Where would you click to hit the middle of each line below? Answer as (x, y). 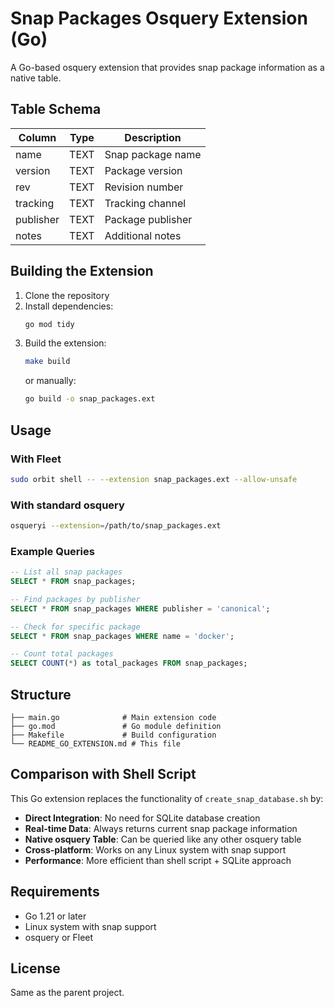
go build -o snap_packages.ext (90, 399)
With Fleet (36, 459)
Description (153, 137)
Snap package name (153, 154)
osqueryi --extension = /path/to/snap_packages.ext (116, 526)
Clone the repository (67, 295)
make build (47, 362)
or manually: (50, 381)
